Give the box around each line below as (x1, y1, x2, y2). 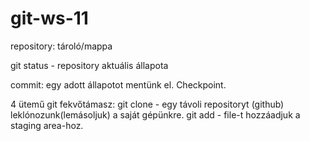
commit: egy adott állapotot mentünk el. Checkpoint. (10, 78, 227, 91)
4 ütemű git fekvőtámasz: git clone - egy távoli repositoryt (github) (10, 98, 285, 110)
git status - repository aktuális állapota (10, 59, 169, 71)
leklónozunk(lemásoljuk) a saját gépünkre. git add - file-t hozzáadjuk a (10, 108, 301, 121)
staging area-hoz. (10, 119, 84, 131)
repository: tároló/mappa (10, 40, 113, 52)
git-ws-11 (10, 7, 89, 30)
